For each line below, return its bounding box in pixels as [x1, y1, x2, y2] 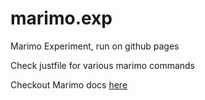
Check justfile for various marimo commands [10, 59, 196, 71]
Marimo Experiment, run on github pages [10, 40, 180, 52]
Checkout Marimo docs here [10, 78, 128, 91]
